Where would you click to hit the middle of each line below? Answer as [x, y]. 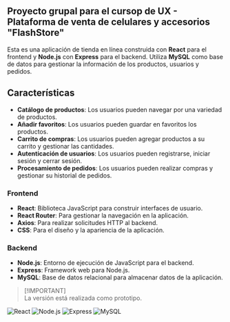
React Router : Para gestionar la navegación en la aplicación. [103, 215]
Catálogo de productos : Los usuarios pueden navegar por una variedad [119, 109]
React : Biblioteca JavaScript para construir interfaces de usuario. [110, 208]
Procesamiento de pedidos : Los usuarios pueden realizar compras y [115, 168]
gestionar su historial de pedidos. [64, 175]
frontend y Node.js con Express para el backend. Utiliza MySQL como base [115, 56]
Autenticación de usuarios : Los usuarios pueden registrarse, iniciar [114, 153]
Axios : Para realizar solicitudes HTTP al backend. [87, 222]
